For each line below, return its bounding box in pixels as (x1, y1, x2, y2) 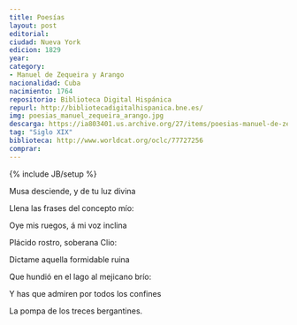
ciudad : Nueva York (9, 37, 81, 47)
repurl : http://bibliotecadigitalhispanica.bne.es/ (9, 103, 203, 112)
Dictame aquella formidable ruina (9, 253, 130, 265)
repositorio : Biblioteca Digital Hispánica (9, 94, 172, 104)
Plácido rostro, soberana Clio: (9, 237, 118, 247)
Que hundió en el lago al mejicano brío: (9, 271, 152, 282)
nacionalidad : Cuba (9, 79, 81, 87)
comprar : (9, 144, 42, 153)
